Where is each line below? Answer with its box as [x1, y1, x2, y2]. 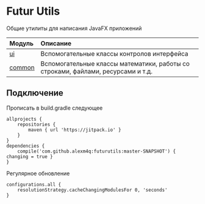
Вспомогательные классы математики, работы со [40, 59, 190, 68]
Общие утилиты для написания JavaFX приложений [6, 25, 142, 32]
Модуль [9, 39, 34, 47]
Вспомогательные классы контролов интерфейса [40, 49, 189, 58]
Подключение [6, 88, 64, 99]
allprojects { [6, 116, 43, 122]
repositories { [17, 121, 56, 127]
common [9, 63, 35, 72]
